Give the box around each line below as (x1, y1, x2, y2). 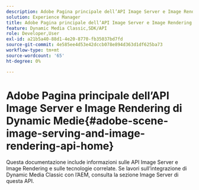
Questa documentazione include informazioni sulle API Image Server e (6, 159, 179, 166)
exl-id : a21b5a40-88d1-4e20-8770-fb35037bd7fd (6, 36, 123, 42)
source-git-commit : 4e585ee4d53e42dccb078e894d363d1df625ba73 (6, 42, 163, 48)
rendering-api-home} (6, 139, 114, 153)
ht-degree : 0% (6, 58, 41, 64)
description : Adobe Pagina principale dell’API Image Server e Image (6, 8, 182, 15)
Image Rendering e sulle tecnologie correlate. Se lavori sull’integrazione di (6, 165, 187, 172)
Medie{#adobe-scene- (53, 114, 169, 127)
